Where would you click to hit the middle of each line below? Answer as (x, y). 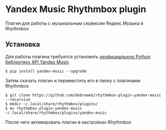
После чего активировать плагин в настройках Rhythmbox (68, 122)
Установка (23, 45)
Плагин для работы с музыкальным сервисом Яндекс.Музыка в (74, 23)
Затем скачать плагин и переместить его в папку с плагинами (73, 80)
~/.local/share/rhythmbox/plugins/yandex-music (56, 113)
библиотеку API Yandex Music (37, 62)
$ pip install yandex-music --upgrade (46, 71)
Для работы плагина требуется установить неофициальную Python (78, 56)
